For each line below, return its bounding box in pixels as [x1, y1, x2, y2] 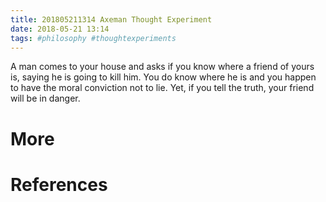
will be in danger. [10, 92, 81, 105]
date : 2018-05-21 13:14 [10, 24, 110, 34]
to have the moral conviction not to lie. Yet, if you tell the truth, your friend [10, 82, 315, 94]
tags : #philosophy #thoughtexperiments [10, 33, 177, 43]
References [10, 173, 108, 196]
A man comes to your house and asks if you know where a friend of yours [10, 61, 315, 73]
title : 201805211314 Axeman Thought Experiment [10, 14, 213, 25]
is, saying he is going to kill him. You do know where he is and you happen [10, 71, 317, 83]
